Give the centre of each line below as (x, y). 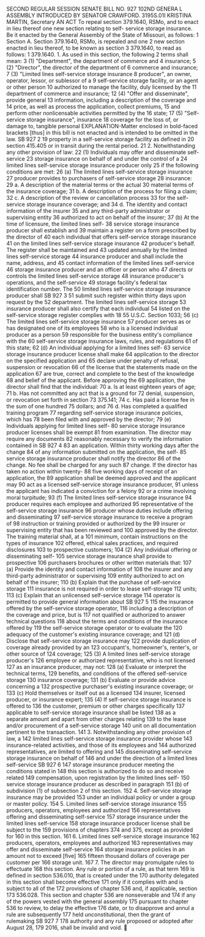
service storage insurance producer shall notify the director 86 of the (94, 458)
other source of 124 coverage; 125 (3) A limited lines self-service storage (98, 654)
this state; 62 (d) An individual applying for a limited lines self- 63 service (99, 348)
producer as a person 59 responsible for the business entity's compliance (99, 335)
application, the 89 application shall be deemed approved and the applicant (102, 478)
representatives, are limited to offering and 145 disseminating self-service (99, 752)
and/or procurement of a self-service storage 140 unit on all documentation (102, 725)
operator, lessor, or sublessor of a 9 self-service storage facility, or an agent (102, 80)
